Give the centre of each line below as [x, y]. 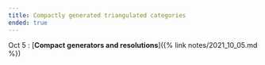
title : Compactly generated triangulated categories [97, 15]
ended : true [28, 23]
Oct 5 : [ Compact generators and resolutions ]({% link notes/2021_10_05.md [133, 45]
